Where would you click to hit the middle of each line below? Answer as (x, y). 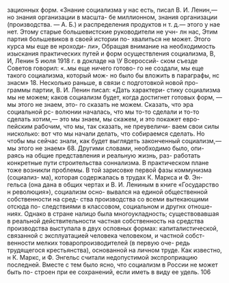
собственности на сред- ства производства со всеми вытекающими (108, 199)
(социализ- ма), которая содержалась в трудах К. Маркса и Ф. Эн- (105, 177)
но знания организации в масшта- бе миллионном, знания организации (112, 17)
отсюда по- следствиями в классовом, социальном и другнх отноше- (110, 206)
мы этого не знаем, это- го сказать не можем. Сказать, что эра (100, 104)
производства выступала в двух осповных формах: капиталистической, (113, 228)
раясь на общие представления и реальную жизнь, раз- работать (104, 156)
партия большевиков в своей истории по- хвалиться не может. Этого (109, 39)
